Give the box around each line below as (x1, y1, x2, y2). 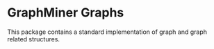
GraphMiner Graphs (7, 5, 124, 21)
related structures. (7, 35, 60, 43)
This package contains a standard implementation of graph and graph (7, 28, 207, 36)
